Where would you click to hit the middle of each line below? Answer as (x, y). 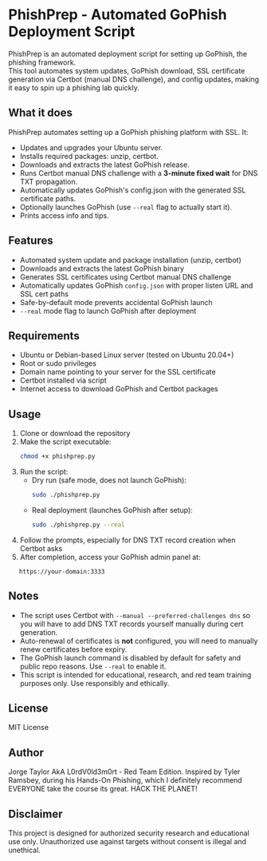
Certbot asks (41, 548)
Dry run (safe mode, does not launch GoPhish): (109, 480)
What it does (41, 113)
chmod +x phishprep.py (57, 457)
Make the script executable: (65, 442)
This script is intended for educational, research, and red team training (135, 675)
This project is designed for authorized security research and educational (129, 833)
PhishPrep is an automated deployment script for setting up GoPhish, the (128, 54)
